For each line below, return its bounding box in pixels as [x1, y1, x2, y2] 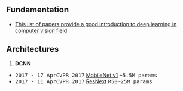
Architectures [6, 44, 59, 54]
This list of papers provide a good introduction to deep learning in [14, 20, 177, 27]
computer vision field [14, 27, 68, 34]
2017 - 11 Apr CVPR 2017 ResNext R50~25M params [14, 77, 152, 85]
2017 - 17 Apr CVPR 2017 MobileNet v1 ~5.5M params [14, 71, 157, 79]
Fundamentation [6, 5, 69, 15]
